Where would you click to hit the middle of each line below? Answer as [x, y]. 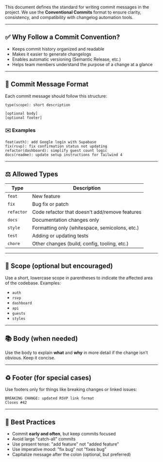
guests [19, 313]
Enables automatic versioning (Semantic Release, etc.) [66, 59]
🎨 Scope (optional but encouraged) [59, 266]
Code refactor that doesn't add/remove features [87, 212]
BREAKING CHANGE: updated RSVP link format [50, 398]
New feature [46, 196]
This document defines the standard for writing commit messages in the [77, 7]
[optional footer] [24, 118]
